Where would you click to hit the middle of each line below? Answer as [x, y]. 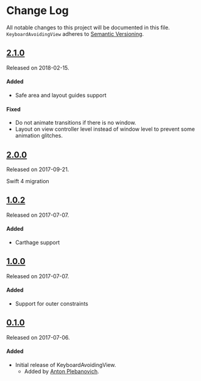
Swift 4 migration [28, 181]
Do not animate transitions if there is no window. [76, 123]
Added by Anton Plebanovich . [62, 371]
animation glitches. [39, 136]
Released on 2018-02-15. [38, 68]
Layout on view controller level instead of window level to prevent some [105, 129]
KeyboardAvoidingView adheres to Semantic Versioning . [75, 33]
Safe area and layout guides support [61, 95]
